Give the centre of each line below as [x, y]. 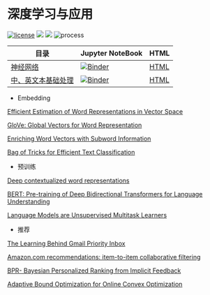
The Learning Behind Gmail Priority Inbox [66, 243]
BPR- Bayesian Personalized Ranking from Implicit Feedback [94, 271]
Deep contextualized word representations [68, 180]
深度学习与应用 [50, 14]
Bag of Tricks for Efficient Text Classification [71, 152]
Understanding [29, 201]
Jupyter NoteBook [112, 53]
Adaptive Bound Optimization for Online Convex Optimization [95, 284]
